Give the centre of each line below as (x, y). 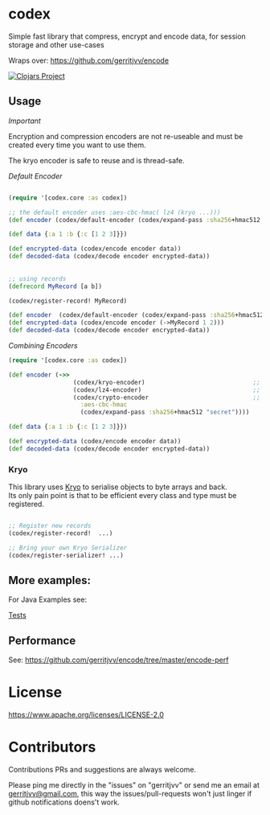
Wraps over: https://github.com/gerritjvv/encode (89, 60)
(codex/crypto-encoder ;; (167, 397)
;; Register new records (50, 526)
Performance (42, 640)
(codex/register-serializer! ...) (66, 555)
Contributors (52, 747)
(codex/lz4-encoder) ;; (167, 390)
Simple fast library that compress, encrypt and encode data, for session (127, 36)
